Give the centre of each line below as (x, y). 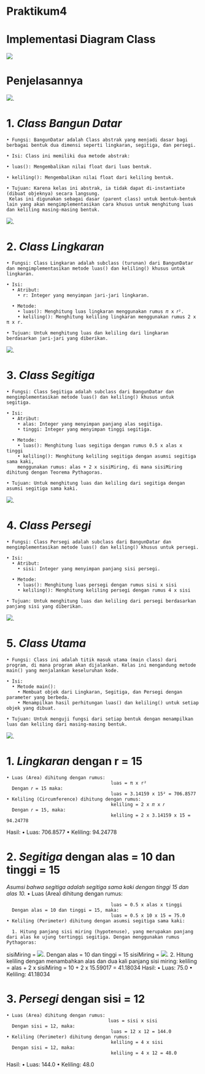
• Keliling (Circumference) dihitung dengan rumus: (74, 799)
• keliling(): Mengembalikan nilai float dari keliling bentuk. (90, 178)
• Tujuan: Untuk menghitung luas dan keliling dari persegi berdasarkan (101, 601)
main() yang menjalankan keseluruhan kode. (63, 670)
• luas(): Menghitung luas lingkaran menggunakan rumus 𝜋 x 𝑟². (101, 312)
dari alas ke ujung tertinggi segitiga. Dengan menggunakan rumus (93, 937)
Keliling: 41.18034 (28, 974)
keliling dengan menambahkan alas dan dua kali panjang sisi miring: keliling (102, 961)
